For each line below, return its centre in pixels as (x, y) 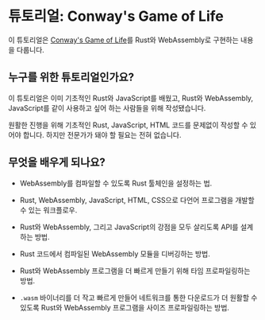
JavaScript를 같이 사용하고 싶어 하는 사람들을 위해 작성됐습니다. (107, 107)
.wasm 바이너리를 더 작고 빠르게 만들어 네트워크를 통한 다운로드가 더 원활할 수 (138, 297)
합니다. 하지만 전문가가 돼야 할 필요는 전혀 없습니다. (102, 135)
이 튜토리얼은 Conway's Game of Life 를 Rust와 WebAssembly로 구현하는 (124, 40)
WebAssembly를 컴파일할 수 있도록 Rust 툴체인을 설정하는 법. (116, 183)
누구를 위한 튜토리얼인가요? (71, 78)
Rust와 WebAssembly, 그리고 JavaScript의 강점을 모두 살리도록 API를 (129, 227)
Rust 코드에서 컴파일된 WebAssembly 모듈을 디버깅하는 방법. (115, 254)
